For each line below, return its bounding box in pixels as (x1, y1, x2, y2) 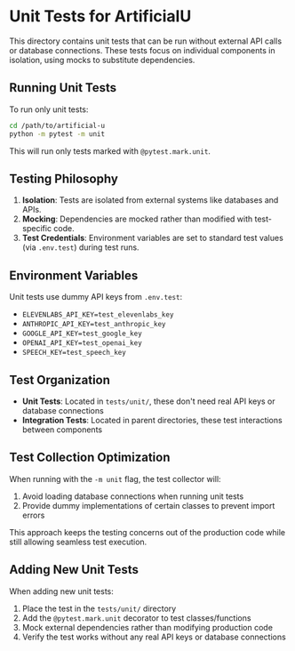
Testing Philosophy (9, 171, 118, 186)
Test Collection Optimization (9, 450, 171, 465)
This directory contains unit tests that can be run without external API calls (9, 36, 283, 46)
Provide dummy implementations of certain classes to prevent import (21, 500, 275, 510)
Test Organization (9, 372, 111, 388)
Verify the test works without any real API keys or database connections (21, 631, 286, 642)
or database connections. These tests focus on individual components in (9, 44, 275, 55)
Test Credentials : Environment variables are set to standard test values (21, 233, 284, 244)
